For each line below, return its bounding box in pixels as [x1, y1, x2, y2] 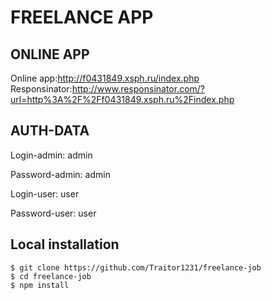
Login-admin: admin [10, 149, 93, 161]
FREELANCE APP [10, 6, 154, 29]
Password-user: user [10, 207, 97, 219]
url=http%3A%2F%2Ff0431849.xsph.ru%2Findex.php [10, 94, 235, 105]
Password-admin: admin [10, 168, 111, 180]
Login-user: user [10, 187, 80, 200]
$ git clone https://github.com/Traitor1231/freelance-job [10, 262, 262, 273]
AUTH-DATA [10, 122, 90, 140]
